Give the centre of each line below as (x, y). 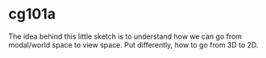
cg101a (32, 14)
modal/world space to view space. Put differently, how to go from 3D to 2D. (133, 44)
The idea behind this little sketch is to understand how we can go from (125, 36)
